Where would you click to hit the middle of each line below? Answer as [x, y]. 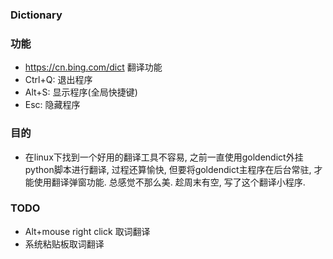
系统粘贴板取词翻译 [64, 244]
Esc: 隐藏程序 [52, 105]
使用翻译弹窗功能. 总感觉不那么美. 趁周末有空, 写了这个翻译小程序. [169, 182]
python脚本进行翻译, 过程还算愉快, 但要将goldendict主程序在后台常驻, [168, 169]
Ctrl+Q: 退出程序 [58, 80]
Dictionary [36, 15]
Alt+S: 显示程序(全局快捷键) [81, 92]
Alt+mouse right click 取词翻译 [87, 231]
